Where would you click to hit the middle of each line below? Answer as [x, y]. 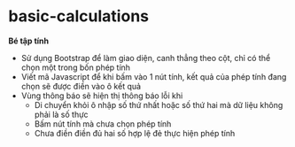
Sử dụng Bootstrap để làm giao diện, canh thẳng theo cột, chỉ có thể [146, 58]
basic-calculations [79, 16]
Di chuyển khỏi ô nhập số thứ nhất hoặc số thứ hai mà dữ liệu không [159, 104]
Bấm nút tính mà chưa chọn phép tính [103, 124]
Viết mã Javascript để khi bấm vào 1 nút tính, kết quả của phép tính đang [154, 76]
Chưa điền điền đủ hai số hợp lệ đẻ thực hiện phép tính [135, 133]
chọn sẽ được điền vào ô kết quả [81, 86]
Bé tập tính [29, 41]
